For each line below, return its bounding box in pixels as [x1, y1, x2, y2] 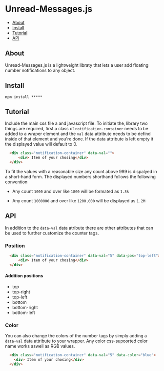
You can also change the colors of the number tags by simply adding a [5, 333, 147, 339]
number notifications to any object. [5, 67, 76, 73]
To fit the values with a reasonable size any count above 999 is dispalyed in [5, 169, 157, 174]
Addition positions [5, 273, 43, 279]
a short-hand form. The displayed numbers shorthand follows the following [5, 174, 156, 179]
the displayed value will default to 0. [5, 141, 78, 147]
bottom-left [12, 310, 35, 315]
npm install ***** [5, 94, 42, 99]
